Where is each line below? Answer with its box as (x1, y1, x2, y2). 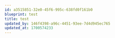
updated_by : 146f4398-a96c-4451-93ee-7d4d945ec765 (4, 21, 111, 26)
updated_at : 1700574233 (4, 26, 54, 31)
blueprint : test (4, 12, 38, 17)
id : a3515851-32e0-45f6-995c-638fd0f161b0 (4, 7, 93, 12)
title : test (4, 16, 29, 21)
